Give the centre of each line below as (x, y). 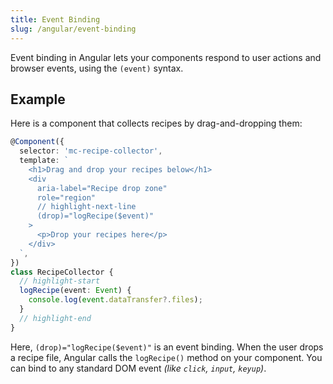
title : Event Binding (55, 19)
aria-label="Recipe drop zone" (102, 188)
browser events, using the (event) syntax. (97, 68)
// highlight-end (55, 318)
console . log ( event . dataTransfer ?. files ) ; (115, 300)
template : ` (44, 161)
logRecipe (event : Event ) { (75, 291)
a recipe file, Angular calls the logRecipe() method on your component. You (166, 357)
